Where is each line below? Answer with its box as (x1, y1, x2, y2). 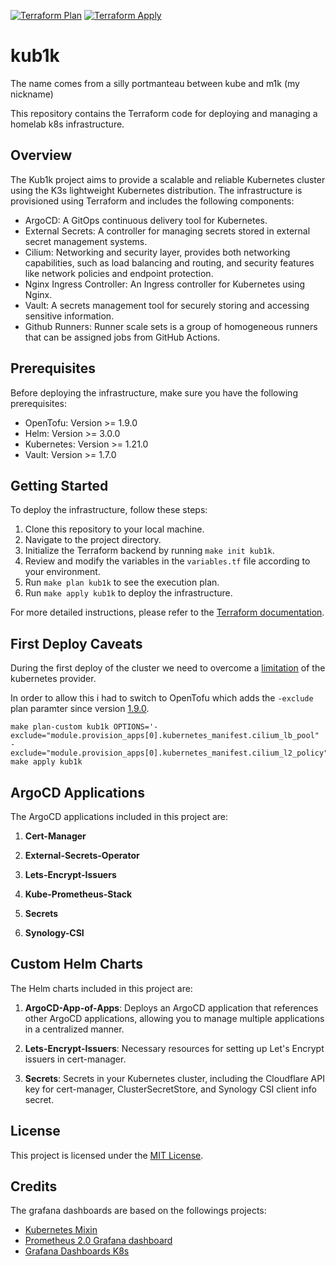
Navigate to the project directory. (24, 534, 162, 546)
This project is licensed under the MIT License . (10, 1149, 204, 1161)
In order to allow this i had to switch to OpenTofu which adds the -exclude (10, 692, 314, 704)
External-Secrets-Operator (24, 850, 140, 861)
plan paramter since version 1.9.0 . (10, 703, 150, 715)
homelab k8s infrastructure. (10, 118, 125, 130)
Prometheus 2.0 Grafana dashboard (24, 1235, 173, 1247)
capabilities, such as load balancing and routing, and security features (24, 256, 315, 269)
